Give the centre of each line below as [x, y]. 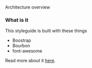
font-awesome [27, 51]
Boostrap [22, 40]
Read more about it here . [30, 61]
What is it [17, 20]
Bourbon [21, 46]
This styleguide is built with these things [46, 31]
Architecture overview [28, 7]
